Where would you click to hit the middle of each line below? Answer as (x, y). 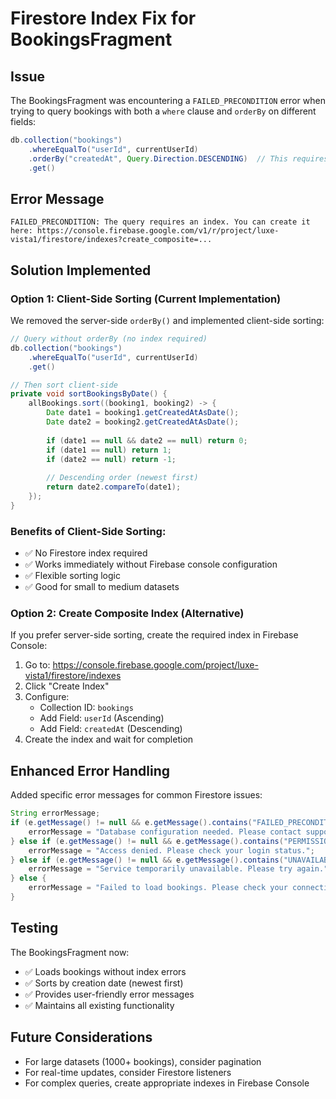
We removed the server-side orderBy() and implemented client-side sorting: (167, 320)
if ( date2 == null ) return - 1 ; (111, 459)
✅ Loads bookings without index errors (105, 971)
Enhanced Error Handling (90, 770)
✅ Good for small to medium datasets (102, 587)
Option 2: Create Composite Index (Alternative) (127, 613)
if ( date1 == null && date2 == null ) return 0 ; (147, 440)
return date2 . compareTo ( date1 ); (114, 487)
